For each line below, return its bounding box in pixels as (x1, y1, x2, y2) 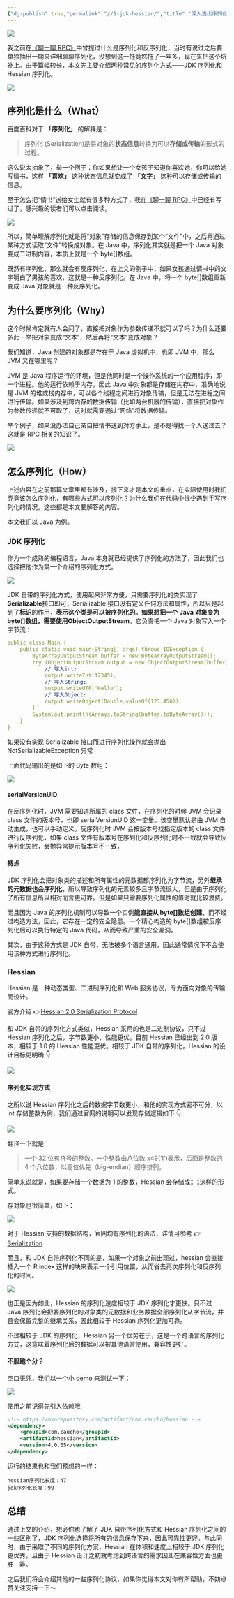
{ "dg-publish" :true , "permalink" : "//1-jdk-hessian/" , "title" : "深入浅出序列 (7, 10, 223, 17)
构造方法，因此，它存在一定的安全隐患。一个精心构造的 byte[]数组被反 (13, 917, 216, 925)
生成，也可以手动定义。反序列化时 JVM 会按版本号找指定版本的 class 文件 (13, 824, 226, 833)
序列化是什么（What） (7, 105, 104, 117)
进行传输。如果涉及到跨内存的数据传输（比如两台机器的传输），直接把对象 (7, 397, 218, 406)
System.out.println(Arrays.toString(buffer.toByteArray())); (32, 710, 214, 718)
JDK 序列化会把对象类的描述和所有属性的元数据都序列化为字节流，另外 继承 (7, 876, 223, 884)
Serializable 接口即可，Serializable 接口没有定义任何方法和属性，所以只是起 (7, 599, 224, 608)
